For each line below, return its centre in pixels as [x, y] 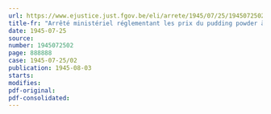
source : [21, 38]
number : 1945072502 [41, 46]
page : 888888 [30, 53]
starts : [21, 75]
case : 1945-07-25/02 [43, 61]
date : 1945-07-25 [38, 31]
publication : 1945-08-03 [50, 68]
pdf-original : [32, 90]
